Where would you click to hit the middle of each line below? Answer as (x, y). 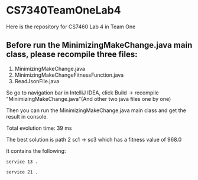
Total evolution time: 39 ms (39, 128)
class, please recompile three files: (72, 55)
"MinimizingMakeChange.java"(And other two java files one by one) (89, 99)
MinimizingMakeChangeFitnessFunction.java (69, 75)
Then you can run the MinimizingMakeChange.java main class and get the (96, 110)
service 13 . (22, 162)
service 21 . (22, 172)
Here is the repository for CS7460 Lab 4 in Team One (71, 27)
